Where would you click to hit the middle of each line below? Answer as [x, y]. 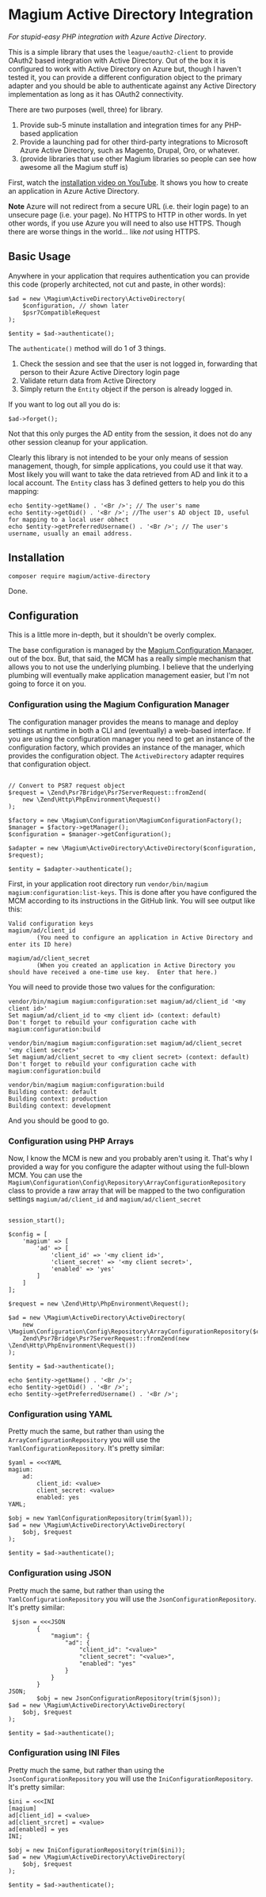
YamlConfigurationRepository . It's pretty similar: [86, 1448]
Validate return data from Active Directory [88, 380]
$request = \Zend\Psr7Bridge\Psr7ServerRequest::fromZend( [108, 792]
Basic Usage [40, 257]
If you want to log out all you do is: [64, 404]
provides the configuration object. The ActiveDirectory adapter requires [126, 755]
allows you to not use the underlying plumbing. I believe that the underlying [131, 667]
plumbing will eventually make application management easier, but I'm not [129, 676]
